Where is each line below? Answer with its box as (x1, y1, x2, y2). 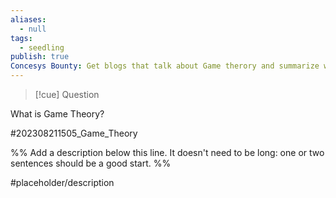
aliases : (10, 14, 47, 25)
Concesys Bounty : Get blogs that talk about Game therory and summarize (10, 61, 320, 71)
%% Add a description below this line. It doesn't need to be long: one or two (10, 147, 325, 158)
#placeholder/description (10, 177, 115, 188)
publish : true (10, 52, 70, 62)
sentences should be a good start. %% (10, 157, 172, 169)
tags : (10, 33, 33, 43)
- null (19, 24, 47, 34)
